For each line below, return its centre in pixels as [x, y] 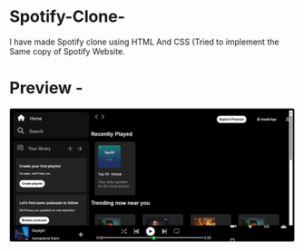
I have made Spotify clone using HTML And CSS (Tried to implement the [144, 42]
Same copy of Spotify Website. [67, 51]
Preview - [46, 88]
